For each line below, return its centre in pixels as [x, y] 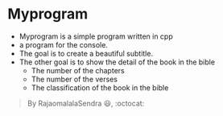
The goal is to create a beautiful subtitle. [86, 53]
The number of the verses [74, 79]
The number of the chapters [78, 70]
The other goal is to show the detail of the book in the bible [117, 62]
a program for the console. [63, 44]
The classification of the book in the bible [100, 87]
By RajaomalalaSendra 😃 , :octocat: [86, 103]
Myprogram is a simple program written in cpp [96, 36]
